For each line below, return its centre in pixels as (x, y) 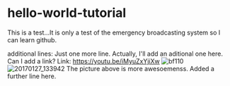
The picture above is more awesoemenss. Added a (140, 68)
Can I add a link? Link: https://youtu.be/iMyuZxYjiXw (84, 61)
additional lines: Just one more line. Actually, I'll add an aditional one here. (115, 54)
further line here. (32, 76)
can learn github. (32, 39)
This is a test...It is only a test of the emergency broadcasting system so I (114, 32)
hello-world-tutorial (67, 13)
